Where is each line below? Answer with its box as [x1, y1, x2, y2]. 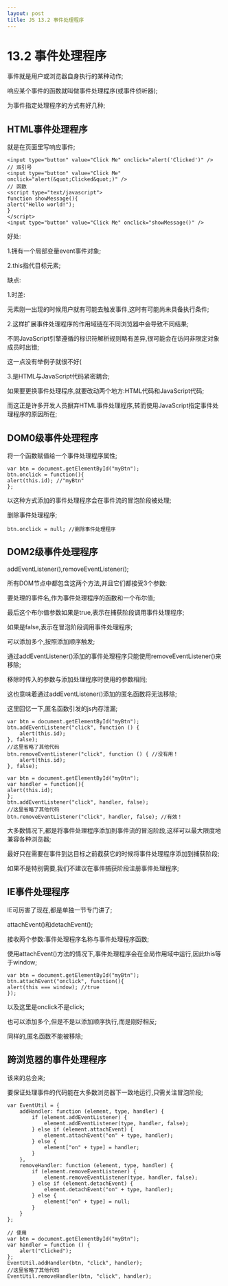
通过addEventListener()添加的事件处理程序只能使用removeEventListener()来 [7, 652, 222, 660]
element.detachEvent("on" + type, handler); [43, 1186, 174, 1193]
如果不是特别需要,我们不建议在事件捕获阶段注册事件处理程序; [7, 864, 180, 872]
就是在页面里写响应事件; [7, 143, 76, 151]
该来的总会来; [7, 1073, 46, 1082]
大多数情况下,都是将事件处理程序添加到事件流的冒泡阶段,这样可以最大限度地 [7, 826, 222, 835]
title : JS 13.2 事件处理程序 [7, 16, 84, 23]
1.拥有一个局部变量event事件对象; [7, 247, 102, 255]
